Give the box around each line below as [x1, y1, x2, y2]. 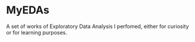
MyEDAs [6, 3, 49, 17]
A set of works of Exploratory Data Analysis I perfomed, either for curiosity [6, 23, 189, 30]
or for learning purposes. [6, 29, 67, 36]
